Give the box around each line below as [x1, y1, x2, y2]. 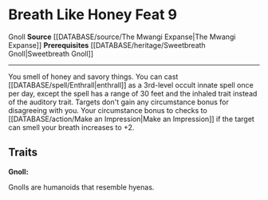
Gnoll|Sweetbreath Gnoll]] [8, 49, 94, 58]
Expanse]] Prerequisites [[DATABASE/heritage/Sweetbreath [8, 40, 206, 49]
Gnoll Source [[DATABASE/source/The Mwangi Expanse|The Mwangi [8, 32, 236, 41]
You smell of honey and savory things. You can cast [8, 72, 179, 81]
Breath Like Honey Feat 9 [8, 6, 178, 24]
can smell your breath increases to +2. [8, 122, 135, 132]
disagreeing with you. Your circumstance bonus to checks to [8, 105, 207, 115]
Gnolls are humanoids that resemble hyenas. [8, 182, 155, 192]
